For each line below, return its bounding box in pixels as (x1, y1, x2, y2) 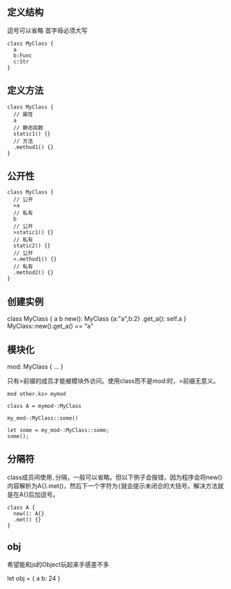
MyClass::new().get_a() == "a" (7, 322, 94, 330)
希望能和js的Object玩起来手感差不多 (7, 560, 110, 568)
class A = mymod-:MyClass (7, 403, 81, 410)
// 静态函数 (13, 124, 43, 131)
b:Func (13, 52, 32, 59)
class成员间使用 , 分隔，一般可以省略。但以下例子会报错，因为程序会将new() (7, 473, 223, 481)
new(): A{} (13, 510, 45, 517)
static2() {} (13, 243, 51, 250)
